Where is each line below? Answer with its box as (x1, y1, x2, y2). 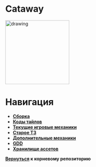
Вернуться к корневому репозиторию (5, 155, 91, 161)
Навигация (5, 97, 54, 108)
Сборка (12, 113, 30, 119)
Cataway (5, 3, 44, 15)
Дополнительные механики (12, 135, 77, 141)
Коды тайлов (12, 118, 42, 125)
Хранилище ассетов (12, 146, 59, 152)
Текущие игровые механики (12, 124, 77, 130)
